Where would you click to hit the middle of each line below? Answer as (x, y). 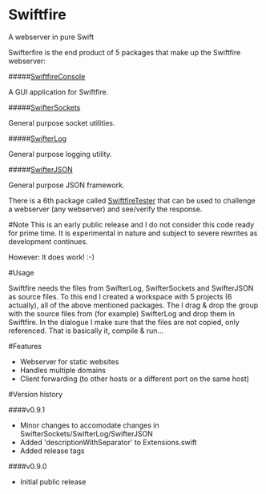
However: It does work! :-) (51, 257)
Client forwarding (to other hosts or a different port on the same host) (135, 379)
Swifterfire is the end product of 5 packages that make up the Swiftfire (125, 52)
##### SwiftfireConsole (47, 76)
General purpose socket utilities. (62, 122)
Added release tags (52, 451)
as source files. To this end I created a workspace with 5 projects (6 (120, 296)
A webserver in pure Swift (51, 37)
